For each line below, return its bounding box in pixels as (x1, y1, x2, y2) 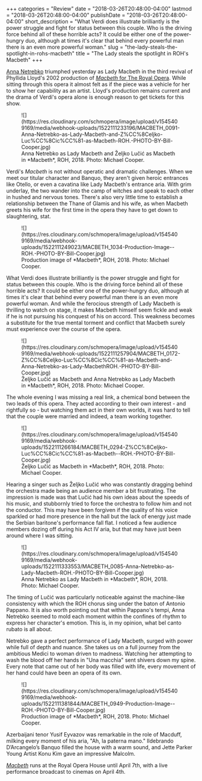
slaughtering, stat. (6, 213, 51, 220)
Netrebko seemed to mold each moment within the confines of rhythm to (6, 613, 187, 620)
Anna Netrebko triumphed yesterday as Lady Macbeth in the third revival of (6, 68, 193, 75)
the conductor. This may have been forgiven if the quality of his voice (6, 507, 178, 513)
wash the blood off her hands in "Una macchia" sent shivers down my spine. (6, 656, 196, 664)
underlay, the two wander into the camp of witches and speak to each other (6, 187, 194, 194)
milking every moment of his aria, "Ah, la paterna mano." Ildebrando (6, 737, 174, 744)
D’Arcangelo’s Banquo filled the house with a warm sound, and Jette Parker (6, 744, 193, 751)
